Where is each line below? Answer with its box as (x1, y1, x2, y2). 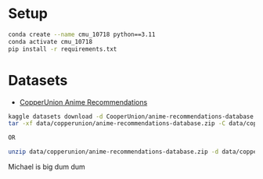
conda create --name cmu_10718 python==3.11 (8, 30, 156, 38)
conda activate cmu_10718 (8, 38, 92, 45)
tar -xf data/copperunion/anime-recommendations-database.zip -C (8, 120, 225, 127)
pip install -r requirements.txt (8, 45, 117, 53)
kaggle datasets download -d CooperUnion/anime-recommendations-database (8, 113, 254, 120)
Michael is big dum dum (8, 162, 86, 171)
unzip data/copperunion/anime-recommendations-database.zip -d (8, 148, 219, 156)
